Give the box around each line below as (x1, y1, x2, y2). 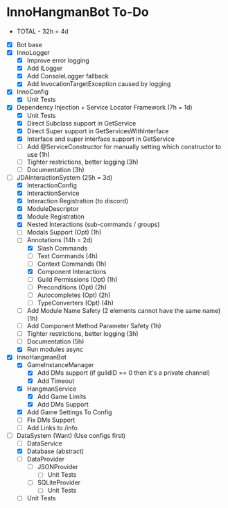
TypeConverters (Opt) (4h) (37, 298, 114, 307)
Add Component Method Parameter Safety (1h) (26, 322, 161, 330)
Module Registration (26, 212, 85, 221)
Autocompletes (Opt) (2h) (37, 291, 111, 299)
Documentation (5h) (26, 337, 85, 346)
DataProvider (26, 455, 65, 464)
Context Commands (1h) (37, 260, 107, 268)
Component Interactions (37, 267, 107, 276)
